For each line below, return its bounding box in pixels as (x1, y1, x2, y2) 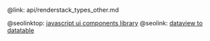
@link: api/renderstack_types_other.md (7, 6, 120, 14)
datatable (7, 27, 35, 34)
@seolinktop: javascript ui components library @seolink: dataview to (7, 19, 203, 27)
